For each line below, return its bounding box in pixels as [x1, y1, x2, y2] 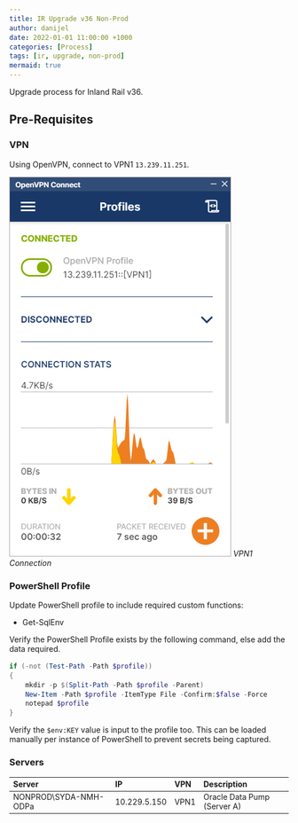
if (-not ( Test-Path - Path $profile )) [9, 662, 153, 670]
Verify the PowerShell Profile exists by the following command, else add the [9, 634, 286, 645]
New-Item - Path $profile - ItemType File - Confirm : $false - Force [25, 690, 268, 699]
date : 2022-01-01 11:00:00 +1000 [9, 33, 133, 42]
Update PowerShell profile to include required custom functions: [9, 600, 244, 610]
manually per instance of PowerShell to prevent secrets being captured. [9, 734, 271, 745]
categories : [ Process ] [9, 43, 93, 51]
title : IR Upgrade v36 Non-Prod [9, 14, 129, 23]
